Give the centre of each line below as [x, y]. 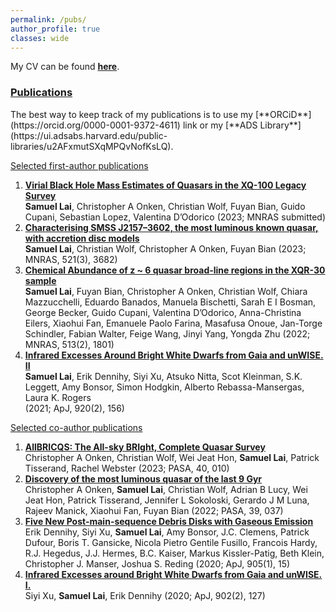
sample [40, 280]
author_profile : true [55, 29]
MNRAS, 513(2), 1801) [69, 344]
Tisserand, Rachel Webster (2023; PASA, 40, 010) [127, 468]
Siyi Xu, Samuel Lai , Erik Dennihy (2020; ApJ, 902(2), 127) [145, 595]
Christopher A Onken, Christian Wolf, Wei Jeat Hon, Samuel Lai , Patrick [172, 457]
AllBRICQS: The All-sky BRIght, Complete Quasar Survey [145, 447]
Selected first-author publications [79, 165]
